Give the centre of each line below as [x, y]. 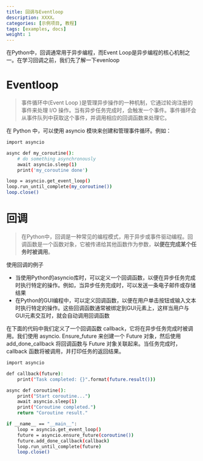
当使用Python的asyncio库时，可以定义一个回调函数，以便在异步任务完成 [105, 278]
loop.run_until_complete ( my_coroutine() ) [59, 187]
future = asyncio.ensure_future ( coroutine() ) [76, 435]
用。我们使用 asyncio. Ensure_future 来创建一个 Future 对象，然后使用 [94, 336]
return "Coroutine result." [52, 413]
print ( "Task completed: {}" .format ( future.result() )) [86, 379]
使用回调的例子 [25, 265]
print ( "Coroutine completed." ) [57, 408]
